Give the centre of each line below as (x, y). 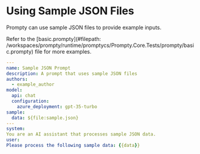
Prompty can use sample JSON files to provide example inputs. (84, 27)
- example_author (33, 84)
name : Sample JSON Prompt (38, 68)
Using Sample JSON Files (70, 11)
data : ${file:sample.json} (45, 118)
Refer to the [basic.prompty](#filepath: (54, 39)
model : (14, 90)
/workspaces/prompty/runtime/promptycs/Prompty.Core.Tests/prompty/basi (100, 45)
